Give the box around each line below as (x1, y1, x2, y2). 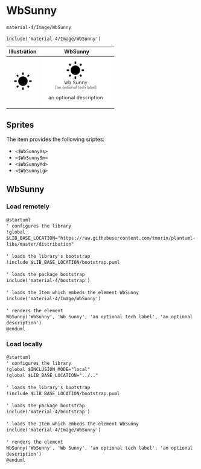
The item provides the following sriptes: (6, 136, 105, 143)
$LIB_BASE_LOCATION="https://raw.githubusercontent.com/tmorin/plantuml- (6, 235, 196, 241)
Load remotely (6, 202, 50, 211)
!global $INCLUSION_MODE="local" (6, 366, 91, 372)
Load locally (6, 339, 43, 348)
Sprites (6, 119, 34, 130)
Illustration (8, 48, 37, 55)
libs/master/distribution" (6, 241, 74, 247)
